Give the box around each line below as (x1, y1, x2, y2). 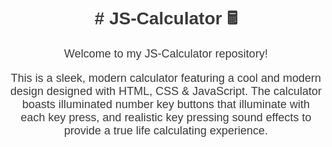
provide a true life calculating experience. (63, 123, 269, 137)
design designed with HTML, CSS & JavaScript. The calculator (10, 84, 322, 98)
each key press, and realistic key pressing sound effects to (20, 110, 312, 124)
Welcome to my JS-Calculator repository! (64, 46, 268, 60)
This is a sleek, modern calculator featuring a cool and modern (10, 71, 322, 85)
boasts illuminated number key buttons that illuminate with (21, 97, 311, 111)
